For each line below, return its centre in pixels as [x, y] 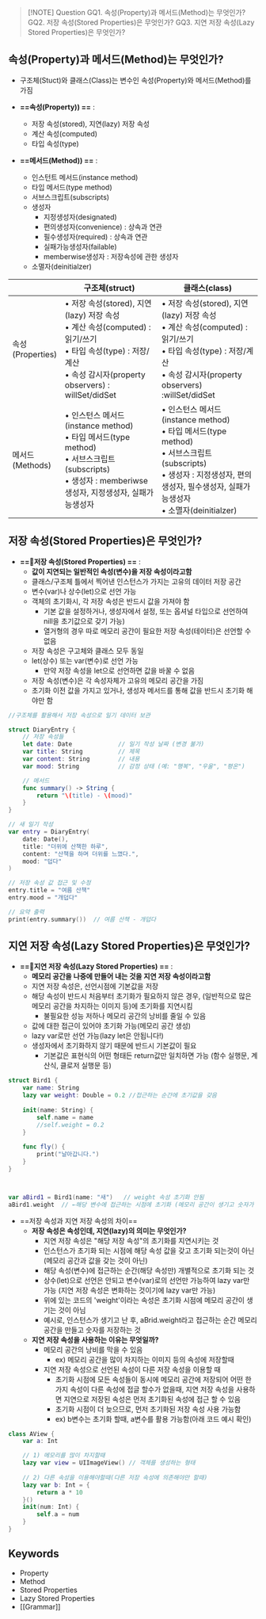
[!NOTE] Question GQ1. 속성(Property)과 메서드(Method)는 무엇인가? [137, 12]
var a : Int [40, 1441]
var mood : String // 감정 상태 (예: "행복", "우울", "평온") [134, 766]
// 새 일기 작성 [31, 825]
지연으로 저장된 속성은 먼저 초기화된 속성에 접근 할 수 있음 [152, 1399]
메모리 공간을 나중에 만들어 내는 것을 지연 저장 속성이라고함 [121, 976]
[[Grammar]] [40, 1606]
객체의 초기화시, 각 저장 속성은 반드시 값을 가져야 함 [110, 601]
